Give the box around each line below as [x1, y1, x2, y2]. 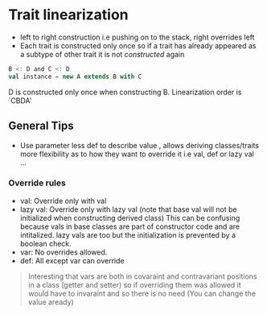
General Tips [8, 119, 74, 133]
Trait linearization [8, 6, 129, 24]
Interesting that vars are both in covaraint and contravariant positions [27, 271, 257, 281]
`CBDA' [8, 95, 32, 106]
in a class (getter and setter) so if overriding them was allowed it [27, 280, 241, 289]
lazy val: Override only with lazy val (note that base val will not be [19, 204, 237, 214]
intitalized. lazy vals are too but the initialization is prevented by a [19, 230, 236, 239]
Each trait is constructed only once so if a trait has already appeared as [19, 40, 257, 50]
